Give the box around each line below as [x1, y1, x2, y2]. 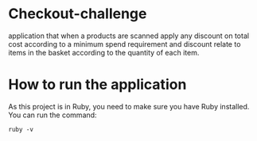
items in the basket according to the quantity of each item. [8, 48, 200, 57]
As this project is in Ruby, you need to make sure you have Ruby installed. [8, 101, 250, 111]
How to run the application [8, 76, 187, 93]
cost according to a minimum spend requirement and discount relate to [8, 39, 241, 48]
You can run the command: [8, 110, 97, 120]
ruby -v [8, 125, 34, 133]
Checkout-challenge [8, 5, 147, 23]
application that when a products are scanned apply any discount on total [8, 31, 249, 40]
